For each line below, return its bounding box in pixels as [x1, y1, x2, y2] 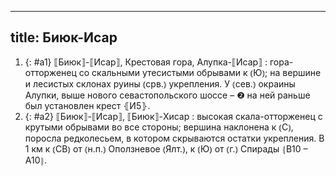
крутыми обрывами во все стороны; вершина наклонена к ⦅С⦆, [24, 121, 294, 133]
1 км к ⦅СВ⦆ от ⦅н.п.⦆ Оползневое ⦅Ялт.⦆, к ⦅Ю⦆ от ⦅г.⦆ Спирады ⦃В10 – [24, 142, 308, 155]
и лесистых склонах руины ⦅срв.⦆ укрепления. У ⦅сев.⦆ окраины [24, 77, 296, 90]
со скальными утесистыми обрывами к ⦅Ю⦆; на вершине [78, 66, 322, 78]
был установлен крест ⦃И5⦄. [24, 99, 151, 111]
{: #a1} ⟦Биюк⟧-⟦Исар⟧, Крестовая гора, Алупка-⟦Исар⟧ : [24, 56, 268, 68]
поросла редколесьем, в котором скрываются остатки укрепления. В [24, 132, 325, 144]
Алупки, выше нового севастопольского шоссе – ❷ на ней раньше [24, 89, 311, 101]
